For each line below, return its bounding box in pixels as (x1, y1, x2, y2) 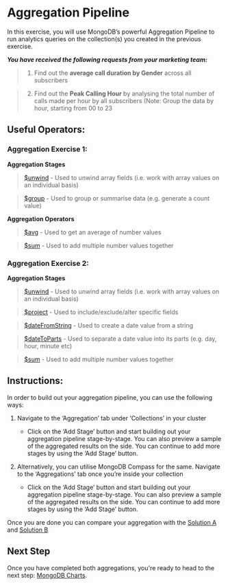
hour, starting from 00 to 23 (34, 104, 113, 112)
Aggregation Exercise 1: (7, 144, 88, 154)
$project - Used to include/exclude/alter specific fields (23, 308, 179, 316)
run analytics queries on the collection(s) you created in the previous (7, 34, 201, 43)
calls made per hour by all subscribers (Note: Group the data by (34, 96, 214, 104)
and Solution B (7, 526, 49, 534)
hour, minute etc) (23, 341, 73, 350)
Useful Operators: (7, 124, 86, 135)
